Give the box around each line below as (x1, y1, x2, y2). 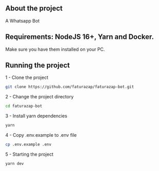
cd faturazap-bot (5, 103, 43, 109)
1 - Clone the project (5, 74, 49, 81)
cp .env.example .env (5, 142, 52, 147)
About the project (5, 4, 63, 13)
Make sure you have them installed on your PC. (5, 46, 105, 52)
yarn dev (5, 161, 24, 166)
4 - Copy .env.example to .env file (5, 132, 77, 138)
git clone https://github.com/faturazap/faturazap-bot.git (5, 84, 134, 90)
